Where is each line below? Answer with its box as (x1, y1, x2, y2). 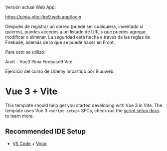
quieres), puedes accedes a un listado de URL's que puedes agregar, (5, 29, 147, 34)
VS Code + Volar (12, 141, 47, 147)
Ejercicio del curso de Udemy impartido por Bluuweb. (5, 68, 115, 74)
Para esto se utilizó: (5, 49, 46, 55)
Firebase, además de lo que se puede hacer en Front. (5, 39, 115, 45)
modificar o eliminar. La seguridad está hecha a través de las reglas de (5, 34, 151, 40)
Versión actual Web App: (5, 4, 56, 10)
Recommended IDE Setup (5, 127, 86, 136)
